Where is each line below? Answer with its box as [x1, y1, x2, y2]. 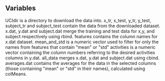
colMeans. [5, 70, 27, 77]
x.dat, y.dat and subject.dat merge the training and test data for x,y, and [5, 28, 155, 34]
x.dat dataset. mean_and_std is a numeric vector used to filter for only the [5, 39, 159, 45]
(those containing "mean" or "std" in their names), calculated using [5, 65, 145, 71]
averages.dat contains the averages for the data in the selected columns [5, 60, 156, 66]
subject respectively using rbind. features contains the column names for [5, 33, 158, 39]
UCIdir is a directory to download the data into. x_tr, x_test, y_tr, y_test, [5, 17, 151, 23]
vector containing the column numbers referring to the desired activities [5, 49, 155, 55]
